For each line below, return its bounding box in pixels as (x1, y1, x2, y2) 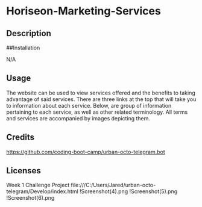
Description (6, 28, 51, 39)
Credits (6, 132, 35, 143)
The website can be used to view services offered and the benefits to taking (6, 89, 196, 96)
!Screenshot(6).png (6, 194, 55, 202)
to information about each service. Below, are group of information (6, 102, 172, 109)
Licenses (6, 165, 41, 176)
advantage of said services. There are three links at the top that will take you (6, 95, 197, 103)
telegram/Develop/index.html (6, 188, 78, 195)
